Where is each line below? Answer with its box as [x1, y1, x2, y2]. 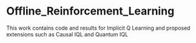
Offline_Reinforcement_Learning [6, 4, 175, 18]
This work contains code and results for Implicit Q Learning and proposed [6, 24, 191, 31]
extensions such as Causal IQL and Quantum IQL [6, 30, 129, 38]
